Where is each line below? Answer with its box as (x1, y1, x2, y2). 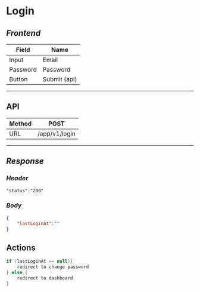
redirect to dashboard (17, 275, 73, 281)
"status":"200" (6, 188, 44, 193)
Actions (6, 242, 36, 253)
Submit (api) (42, 75, 77, 83)
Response (6, 156, 45, 167)
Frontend (6, 28, 41, 38)
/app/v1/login (37, 130, 76, 138)
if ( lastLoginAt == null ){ (6, 259, 73, 265)
